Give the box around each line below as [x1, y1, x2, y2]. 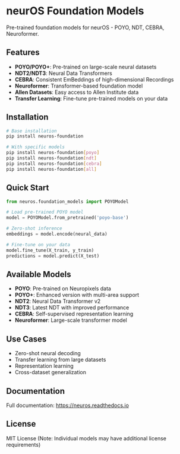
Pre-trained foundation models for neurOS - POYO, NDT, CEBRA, [6, 24, 165, 31]
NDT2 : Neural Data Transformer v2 [14, 298, 101, 305]
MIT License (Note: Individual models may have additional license [6, 434, 166, 442]
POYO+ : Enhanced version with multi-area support [14, 292, 140, 299]
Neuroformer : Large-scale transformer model [14, 317, 128, 324]
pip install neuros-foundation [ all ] [6, 166, 97, 172]
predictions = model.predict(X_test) [6, 253, 100, 259]
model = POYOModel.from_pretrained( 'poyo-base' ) [6, 215, 129, 221]
